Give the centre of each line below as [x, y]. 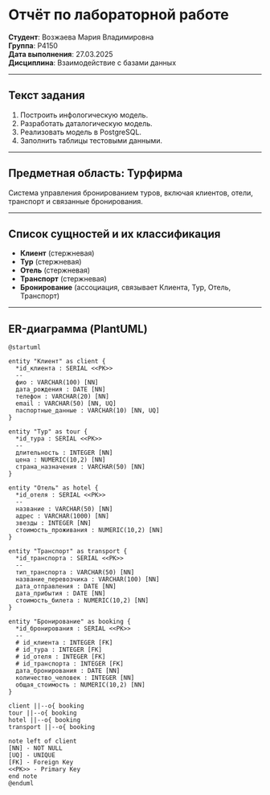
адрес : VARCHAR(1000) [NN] [63, 516]
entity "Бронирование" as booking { [70, 622]
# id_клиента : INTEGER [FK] [64, 643]
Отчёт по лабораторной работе [119, 15]
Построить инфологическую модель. [84, 115]
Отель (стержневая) [55, 270]
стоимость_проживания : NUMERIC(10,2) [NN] [89, 531]
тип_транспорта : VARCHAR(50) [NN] [75, 572]
